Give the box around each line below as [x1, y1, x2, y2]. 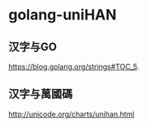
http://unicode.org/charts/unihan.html [8, 109, 135, 119]
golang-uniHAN [8, 6, 117, 24]
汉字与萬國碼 [8, 87, 73, 101]
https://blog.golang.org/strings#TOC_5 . [8, 62, 140, 71]
